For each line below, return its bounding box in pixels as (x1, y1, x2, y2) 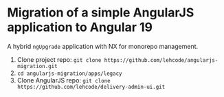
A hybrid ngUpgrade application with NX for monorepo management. (7, 42, 199, 50)
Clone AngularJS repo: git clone (16, 76, 111, 84)
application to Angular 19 (7, 19, 153, 35)
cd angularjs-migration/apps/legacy (16, 70, 122, 77)
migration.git (16, 63, 58, 69)
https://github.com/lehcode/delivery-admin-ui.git (16, 83, 166, 90)
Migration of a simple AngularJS (7, 5, 194, 21)
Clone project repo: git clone (16, 55, 102, 63)
